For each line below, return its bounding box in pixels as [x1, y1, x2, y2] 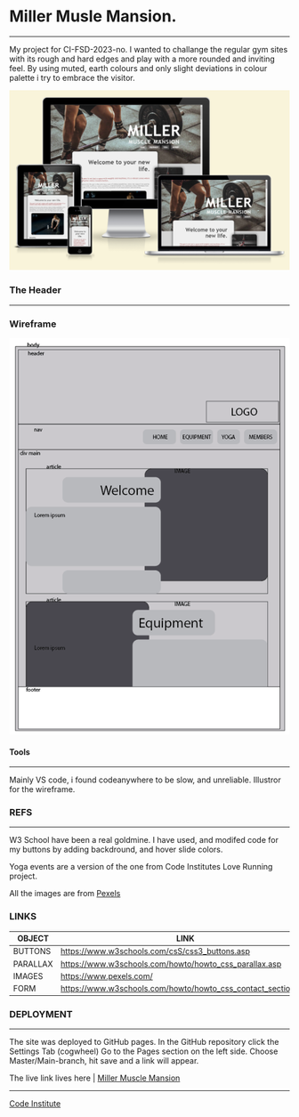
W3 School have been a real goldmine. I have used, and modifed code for [9, 835, 279, 846]
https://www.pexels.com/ [61, 970, 153, 981]
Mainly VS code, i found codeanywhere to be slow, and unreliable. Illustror [9, 774, 282, 785]
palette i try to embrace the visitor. [9, 72, 135, 83]
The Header [9, 284, 62, 296]
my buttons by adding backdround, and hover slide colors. [9, 844, 223, 855]
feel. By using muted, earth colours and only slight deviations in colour [9, 62, 268, 73]
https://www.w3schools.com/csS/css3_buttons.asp [61, 946, 251, 957]
